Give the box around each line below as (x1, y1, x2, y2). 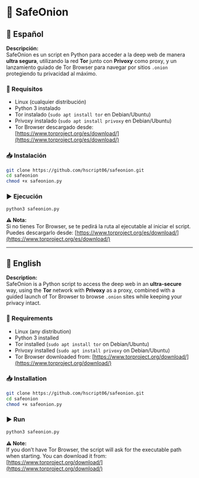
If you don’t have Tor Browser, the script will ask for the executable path (6, 446, 182, 453)
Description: (6, 274, 37, 281)
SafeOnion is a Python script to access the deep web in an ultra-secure (6, 281, 182, 288)
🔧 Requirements (6, 315, 53, 323)
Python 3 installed (14, 334, 59, 341)
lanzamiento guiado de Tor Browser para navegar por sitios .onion (6, 64, 168, 71)
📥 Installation (6, 375, 47, 383)
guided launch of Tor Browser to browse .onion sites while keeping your (6, 293, 182, 300)
